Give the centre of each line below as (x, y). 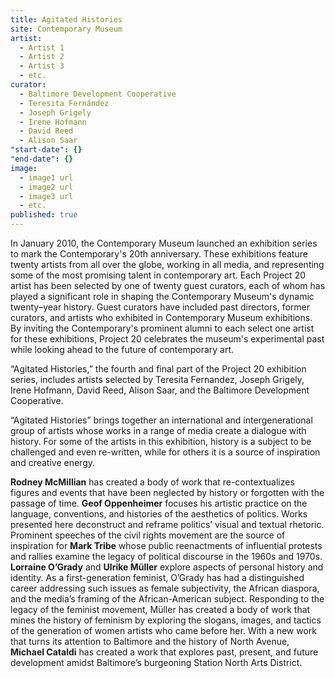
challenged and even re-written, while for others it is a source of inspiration (165, 452)
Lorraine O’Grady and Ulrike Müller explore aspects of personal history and (167, 567)
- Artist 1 (42, 47)
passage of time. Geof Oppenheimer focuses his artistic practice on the (159, 503)
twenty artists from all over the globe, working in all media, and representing (167, 264)
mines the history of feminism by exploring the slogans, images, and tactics (166, 620)
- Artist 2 (42, 57)
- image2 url (46, 187)
